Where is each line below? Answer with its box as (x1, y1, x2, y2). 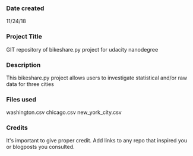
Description (6, 61, 41, 69)
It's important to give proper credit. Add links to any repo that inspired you (6, 137, 188, 144)
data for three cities (6, 80, 55, 87)
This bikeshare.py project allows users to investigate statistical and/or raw (6, 74, 188, 81)
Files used (6, 95, 37, 103)
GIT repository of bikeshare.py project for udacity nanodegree (6, 46, 159, 53)
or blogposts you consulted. (6, 144, 75, 151)
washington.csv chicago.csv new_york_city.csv (6, 109, 122, 116)
